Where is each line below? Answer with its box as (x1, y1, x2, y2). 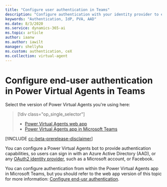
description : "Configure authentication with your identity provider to (5, 12, 159, 17)
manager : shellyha (5, 44, 43, 49)
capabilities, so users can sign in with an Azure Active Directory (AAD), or (5, 151, 156, 157)
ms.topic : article (5, 30, 43, 35)
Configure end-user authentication (5, 75, 153, 86)
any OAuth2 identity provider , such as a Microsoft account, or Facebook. (5, 156, 154, 162)
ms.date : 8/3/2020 (5, 21, 43, 26)
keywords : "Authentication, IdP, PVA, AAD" (5, 16, 97, 21)
